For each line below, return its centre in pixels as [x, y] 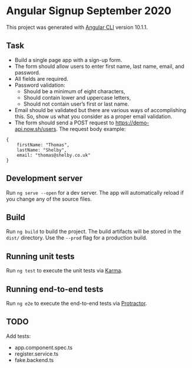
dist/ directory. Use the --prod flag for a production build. [77, 238]
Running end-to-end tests [55, 289]
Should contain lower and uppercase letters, [77, 97]
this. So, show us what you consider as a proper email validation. [93, 116]
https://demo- [132, 123]
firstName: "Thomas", [43, 145]
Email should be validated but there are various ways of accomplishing [100, 110]
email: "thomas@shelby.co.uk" [54, 155]
